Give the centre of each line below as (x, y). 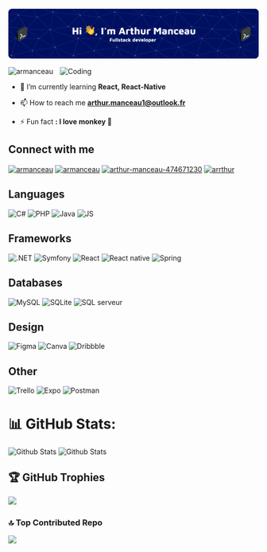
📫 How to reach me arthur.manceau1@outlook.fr (103, 102)
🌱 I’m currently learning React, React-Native (93, 86)
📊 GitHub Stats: (62, 424)
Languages (37, 195)
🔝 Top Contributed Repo (56, 523)
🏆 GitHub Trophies (57, 478)
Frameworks (40, 239)
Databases (36, 283)
